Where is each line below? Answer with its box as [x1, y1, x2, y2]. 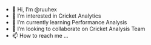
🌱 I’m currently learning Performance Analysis [12, 19, 127, 26]
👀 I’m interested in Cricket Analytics [12, 12, 101, 19]
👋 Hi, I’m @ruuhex [12, 6, 58, 13]
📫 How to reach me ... [12, 32, 69, 39]
